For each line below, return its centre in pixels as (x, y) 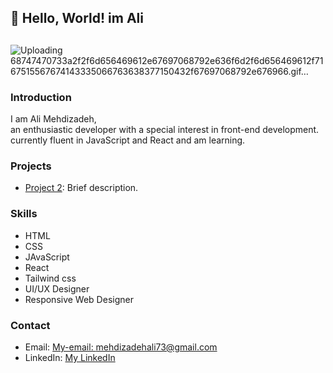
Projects (31, 166)
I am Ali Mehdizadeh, (53, 119)
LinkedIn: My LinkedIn (70, 357)
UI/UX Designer (57, 288)
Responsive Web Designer (79, 299)
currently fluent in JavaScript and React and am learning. (128, 140)
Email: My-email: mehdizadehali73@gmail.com (121, 347)
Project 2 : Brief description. (81, 188)
